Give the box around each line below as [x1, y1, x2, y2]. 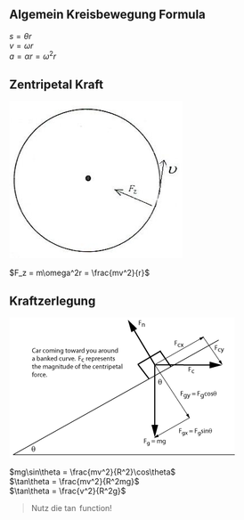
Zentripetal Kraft [9, 77, 104, 92]
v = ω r [9, 40, 34, 51]
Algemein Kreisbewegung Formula [9, 7, 207, 22]
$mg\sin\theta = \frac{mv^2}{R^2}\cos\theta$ [9, 467, 176, 477]
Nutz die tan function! [30, 503, 113, 514]
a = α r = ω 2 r [9, 49, 57, 61]
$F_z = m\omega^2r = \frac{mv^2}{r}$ [9, 267, 150, 279]
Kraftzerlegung [9, 293, 96, 308]
